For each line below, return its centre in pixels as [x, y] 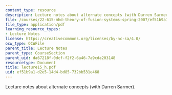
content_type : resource [31, 10]
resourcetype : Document [31, 63]
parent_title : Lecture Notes [36, 48]
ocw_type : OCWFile [25, 44]
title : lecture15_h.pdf [31, 67]
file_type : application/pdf [35, 24]
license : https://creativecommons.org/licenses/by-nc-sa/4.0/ [73, 39]
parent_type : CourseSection [35, 53]
